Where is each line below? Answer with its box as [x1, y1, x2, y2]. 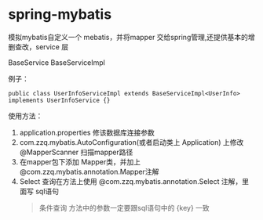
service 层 [35, 41, 69, 52]
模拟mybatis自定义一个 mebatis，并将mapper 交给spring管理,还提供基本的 [8, 32, 249, 41]
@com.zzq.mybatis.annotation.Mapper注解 [19, 167, 159, 176]
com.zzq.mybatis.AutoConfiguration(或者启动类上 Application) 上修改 [19, 137, 244, 146]
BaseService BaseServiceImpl [8, 57, 106, 67]
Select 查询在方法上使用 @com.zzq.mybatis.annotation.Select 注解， [19, 176, 243, 186]
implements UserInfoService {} [8, 96, 111, 104]
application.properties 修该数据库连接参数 [19, 128, 155, 137]
